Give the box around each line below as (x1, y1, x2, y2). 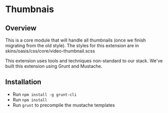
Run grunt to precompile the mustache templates (12, 102, 115, 108)
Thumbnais (5, 4, 54, 15)
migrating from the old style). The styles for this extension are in (5, 43, 139, 49)
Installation (5, 78, 41, 87)
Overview (5, 24, 37, 32)
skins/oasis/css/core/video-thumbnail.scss (5, 48, 95, 54)
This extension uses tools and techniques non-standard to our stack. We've (5, 58, 163, 64)
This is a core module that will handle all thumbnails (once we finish (5, 37, 146, 43)
